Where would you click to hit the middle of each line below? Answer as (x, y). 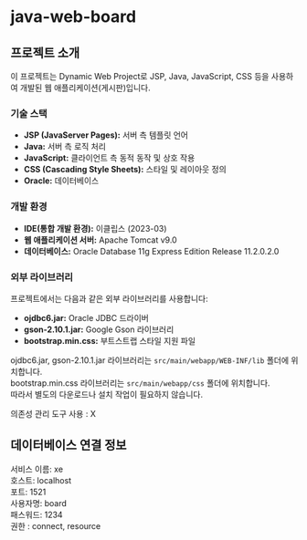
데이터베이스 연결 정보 (69, 446)
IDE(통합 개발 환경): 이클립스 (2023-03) (95, 228)
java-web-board (73, 17)
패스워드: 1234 (37, 514)
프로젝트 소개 (45, 52)
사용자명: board (39, 503)
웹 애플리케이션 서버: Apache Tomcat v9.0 (100, 240)
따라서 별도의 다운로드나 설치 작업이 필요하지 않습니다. (107, 394)
